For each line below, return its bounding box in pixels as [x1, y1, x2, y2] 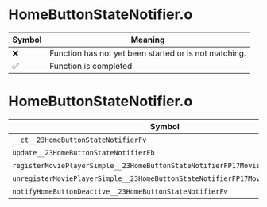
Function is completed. [48, 60, 135, 71]
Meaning [130, 34, 165, 45]
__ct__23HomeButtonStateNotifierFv [12, 135, 147, 144]
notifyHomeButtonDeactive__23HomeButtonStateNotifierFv [12, 186, 228, 196]
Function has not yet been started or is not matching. [48, 48, 246, 59]
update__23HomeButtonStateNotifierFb [12, 148, 155, 157]
